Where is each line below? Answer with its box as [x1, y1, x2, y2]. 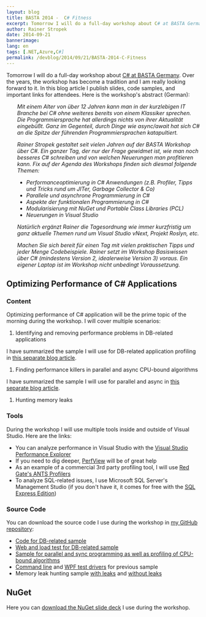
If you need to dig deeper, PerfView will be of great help [15, 457, 157, 464]
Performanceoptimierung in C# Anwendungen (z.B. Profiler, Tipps [26, 178, 193, 186]
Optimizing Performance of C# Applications [6, 279, 178, 289]
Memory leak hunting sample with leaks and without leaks [15, 569, 162, 577]
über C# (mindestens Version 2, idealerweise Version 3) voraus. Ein [17, 254, 188, 262]
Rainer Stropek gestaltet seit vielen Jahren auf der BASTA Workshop [17, 140, 191, 148]
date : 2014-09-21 [6, 32, 51, 38]
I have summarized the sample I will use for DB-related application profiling [6, 347, 196, 355]
